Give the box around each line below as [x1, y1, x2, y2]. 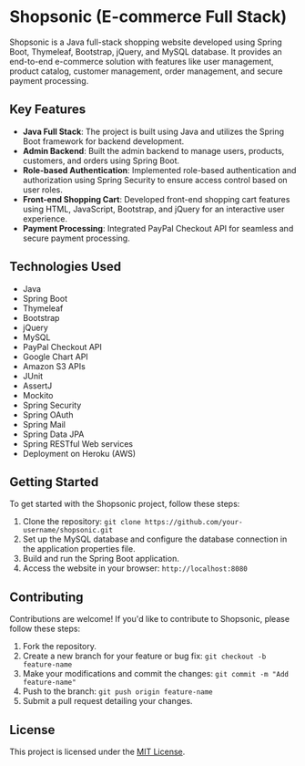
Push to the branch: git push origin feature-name [22, 686, 214, 697]
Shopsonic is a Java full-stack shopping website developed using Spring [9, 36, 282, 47]
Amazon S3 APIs [22, 360, 86, 371]
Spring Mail [22, 419, 66, 430]
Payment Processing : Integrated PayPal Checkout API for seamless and [22, 223, 294, 233]
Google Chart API [22, 351, 88, 362]
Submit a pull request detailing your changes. [22, 696, 193, 707]
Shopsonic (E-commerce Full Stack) [9, 6, 288, 27]
